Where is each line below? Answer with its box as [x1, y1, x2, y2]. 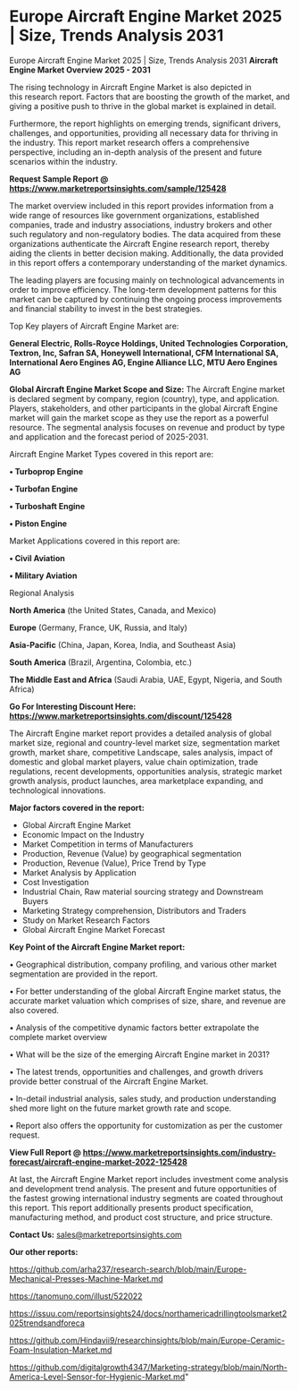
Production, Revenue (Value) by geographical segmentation [21, 848, 243, 858]
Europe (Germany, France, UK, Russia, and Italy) [9, 622, 187, 633]
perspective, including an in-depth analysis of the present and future [9, 146, 262, 158]
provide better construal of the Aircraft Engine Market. [9, 1076, 209, 1087]
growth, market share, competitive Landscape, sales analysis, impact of [9, 747, 274, 757]
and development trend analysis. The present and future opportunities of [9, 1183, 278, 1194]
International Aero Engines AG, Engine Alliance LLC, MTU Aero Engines [9, 356, 278, 368]
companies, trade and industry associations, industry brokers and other [9, 219, 272, 230]
